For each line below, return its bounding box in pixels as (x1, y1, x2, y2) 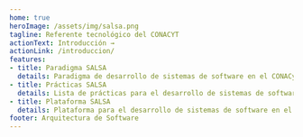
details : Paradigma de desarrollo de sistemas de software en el (17, 72, 269, 81)
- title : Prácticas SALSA (9, 80, 106, 89)
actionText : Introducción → (9, 38, 115, 48)
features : (9, 55, 47, 64)
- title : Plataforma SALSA (9, 96, 111, 106)
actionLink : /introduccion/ (9, 47, 115, 56)
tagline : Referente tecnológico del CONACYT (9, 30, 179, 39)
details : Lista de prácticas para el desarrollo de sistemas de (17, 88, 264, 97)
